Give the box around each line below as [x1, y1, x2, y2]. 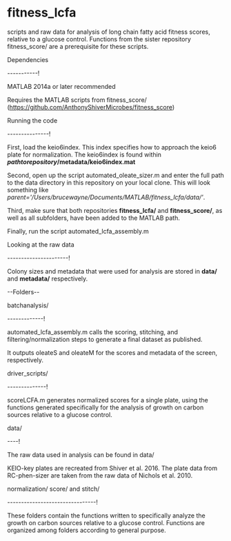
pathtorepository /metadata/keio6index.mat [7, 157, 136, 166]
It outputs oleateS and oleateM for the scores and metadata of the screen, [7, 348, 218, 356]
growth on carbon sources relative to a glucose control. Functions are [7, 518, 205, 527]
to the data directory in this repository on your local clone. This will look [7, 178, 211, 187]
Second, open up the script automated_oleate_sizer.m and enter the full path [7, 171, 224, 179]
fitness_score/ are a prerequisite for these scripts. [7, 42, 149, 50]
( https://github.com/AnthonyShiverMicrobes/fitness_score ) [7, 103, 175, 111]
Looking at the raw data [7, 240, 74, 249]
